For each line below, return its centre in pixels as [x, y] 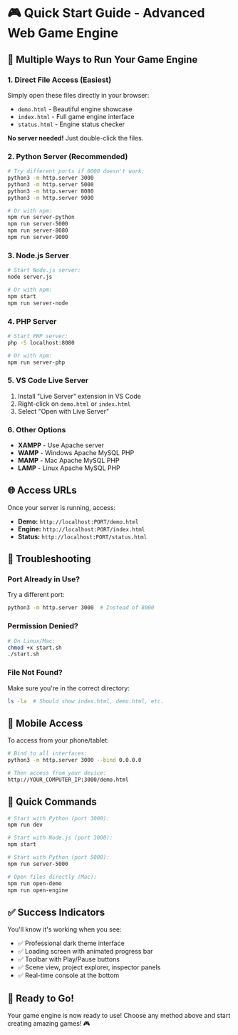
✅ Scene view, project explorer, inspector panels [89, 967]
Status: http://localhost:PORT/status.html [82, 536]
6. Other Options [37, 429]
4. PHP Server [32, 321]
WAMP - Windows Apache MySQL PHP [76, 452]
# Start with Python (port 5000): [59, 857]
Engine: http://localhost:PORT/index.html [81, 529]
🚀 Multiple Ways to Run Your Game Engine [103, 60]
